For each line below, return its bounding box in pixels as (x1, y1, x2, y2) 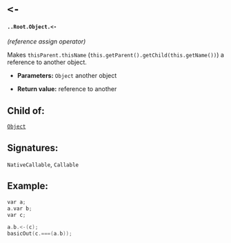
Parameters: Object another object (17, 72, 117, 80)
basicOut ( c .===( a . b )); (7, 231, 72, 237)
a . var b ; (7, 205, 32, 212)
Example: (7, 180, 48, 192)
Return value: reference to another (17, 85, 117, 93)
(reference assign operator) (7, 37, 86, 46)
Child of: (7, 105, 45, 117)
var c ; (7, 211, 26, 218)
